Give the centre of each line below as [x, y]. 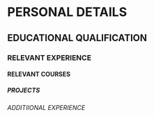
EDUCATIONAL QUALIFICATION [77, 38]
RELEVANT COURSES [39, 75]
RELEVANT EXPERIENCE [49, 58]
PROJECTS [24, 90]
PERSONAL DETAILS [67, 12]
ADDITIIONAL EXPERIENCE [46, 108]
